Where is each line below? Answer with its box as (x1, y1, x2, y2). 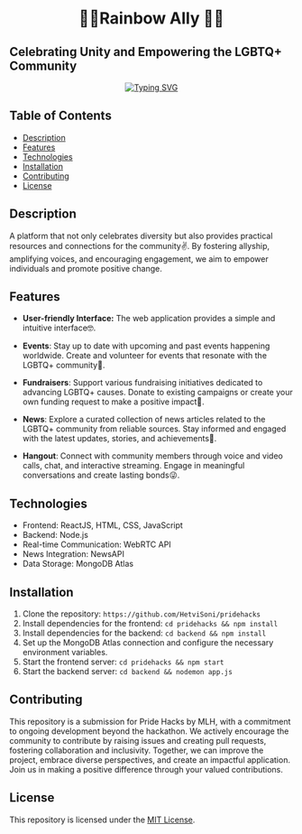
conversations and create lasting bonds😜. (22, 469, 180, 481)
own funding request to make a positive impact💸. (22, 396, 205, 407)
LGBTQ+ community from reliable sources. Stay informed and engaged (22, 423, 287, 434)
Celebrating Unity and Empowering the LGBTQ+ (9, 44, 282, 60)
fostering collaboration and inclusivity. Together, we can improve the (9, 745, 264, 755)
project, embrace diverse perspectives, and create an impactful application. (9, 754, 291, 765)
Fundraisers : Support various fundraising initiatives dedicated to (22, 377, 263, 388)
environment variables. (22, 647, 108, 658)
